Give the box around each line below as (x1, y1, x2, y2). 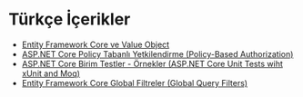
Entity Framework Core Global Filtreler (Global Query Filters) (21, 77, 247, 88)
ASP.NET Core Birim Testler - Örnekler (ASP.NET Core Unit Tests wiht (21, 58, 283, 69)
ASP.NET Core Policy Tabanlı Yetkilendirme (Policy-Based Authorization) (21, 48, 294, 59)
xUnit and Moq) (21, 68, 81, 79)
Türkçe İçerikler (8, 9, 131, 30)
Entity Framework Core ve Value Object (21, 39, 170, 50)
